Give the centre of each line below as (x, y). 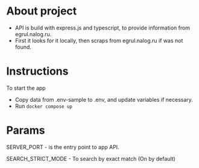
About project (42, 11)
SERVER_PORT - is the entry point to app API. (63, 147)
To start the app (26, 88)
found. (23, 47)
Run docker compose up (43, 106)
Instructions (37, 71)
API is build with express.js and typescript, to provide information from (103, 28)
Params (26, 130)
